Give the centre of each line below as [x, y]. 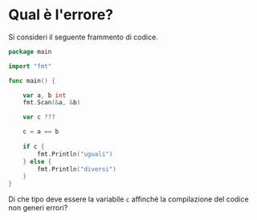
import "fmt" [30, 66]
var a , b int [45, 95]
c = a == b [41, 132]
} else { [37, 161]
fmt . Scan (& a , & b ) [52, 103]
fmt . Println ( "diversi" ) [77, 169]
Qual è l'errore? [61, 15]
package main [30, 51]
